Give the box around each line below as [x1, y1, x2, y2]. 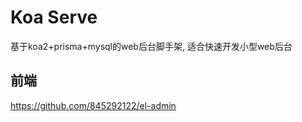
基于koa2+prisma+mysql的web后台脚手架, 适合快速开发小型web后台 [10, 40, 293, 52]
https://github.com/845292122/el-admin [10, 99, 177, 111]
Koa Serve [10, 6, 98, 29]
